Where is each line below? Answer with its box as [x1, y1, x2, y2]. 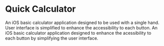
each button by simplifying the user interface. [5, 35, 98, 41]
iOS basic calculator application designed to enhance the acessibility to [5, 30, 152, 36]
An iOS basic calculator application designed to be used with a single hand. [5, 20, 160, 25]
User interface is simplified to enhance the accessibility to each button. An [5, 24, 158, 30]
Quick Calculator [5, 3, 76, 15]
